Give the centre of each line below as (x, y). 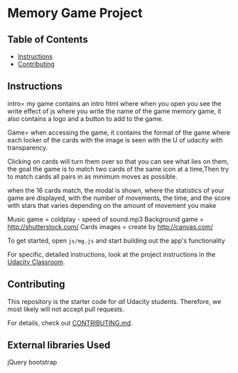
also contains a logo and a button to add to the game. (85, 118)
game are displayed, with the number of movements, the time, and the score (119, 198)
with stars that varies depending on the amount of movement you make (112, 205)
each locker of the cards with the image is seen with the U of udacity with (115, 140)
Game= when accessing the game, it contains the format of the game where (119, 132)
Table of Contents (48, 40)
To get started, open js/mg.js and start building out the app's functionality (116, 241)
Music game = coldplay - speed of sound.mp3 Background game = (106, 219)
